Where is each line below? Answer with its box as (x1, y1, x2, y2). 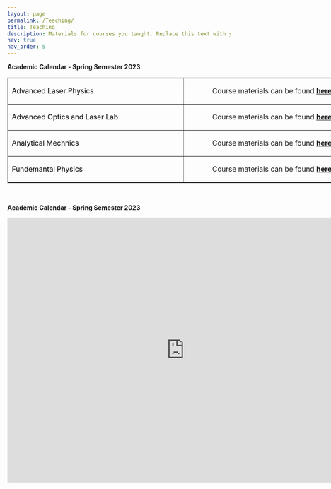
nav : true (7, 37, 37, 44)
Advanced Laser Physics (11, 86, 94, 95)
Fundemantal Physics (11, 164, 83, 174)
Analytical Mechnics (11, 139, 79, 148)
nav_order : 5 (7, 43, 46, 50)
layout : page (7, 10, 46, 18)
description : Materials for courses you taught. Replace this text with (7, 30, 226, 37)
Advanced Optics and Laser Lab (11, 112, 119, 122)
